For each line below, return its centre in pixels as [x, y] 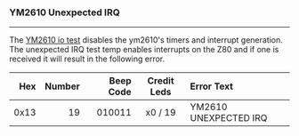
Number [62, 86]
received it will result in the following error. [87, 59]
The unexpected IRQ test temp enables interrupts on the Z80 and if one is [144, 50]
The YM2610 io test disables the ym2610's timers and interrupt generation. [146, 40]
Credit [161, 81]
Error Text [212, 86]
